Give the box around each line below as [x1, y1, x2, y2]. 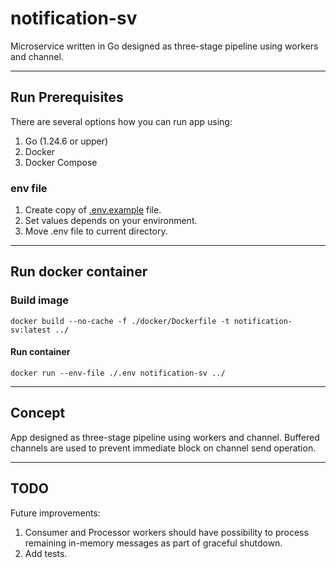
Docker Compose [24, 156, 98, 168]
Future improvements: [10, 507, 101, 519]
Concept [10, 405, 66, 422]
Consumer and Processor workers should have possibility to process [24, 526, 309, 538]
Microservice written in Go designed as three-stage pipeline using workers [10, 40, 319, 52]
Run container [10, 346, 71, 358]
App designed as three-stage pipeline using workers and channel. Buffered [10, 431, 320, 443]
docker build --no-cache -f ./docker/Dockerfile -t [10, 316, 230, 326]
